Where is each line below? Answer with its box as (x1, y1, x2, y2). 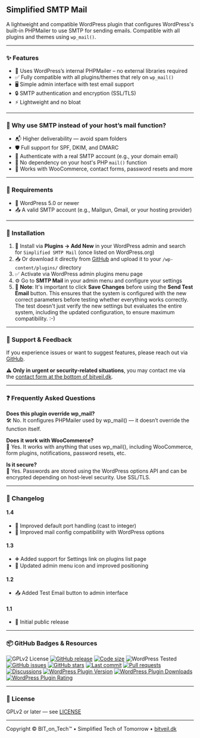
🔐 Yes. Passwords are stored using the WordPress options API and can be (6, 467, 187, 475)
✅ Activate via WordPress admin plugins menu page (14, 271, 143, 277)
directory (59, 264, 82, 271)
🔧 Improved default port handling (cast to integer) (14, 522, 137, 529)
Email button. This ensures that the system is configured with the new (14, 290, 187, 297)
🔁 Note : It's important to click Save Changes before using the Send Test (14, 283, 193, 290)
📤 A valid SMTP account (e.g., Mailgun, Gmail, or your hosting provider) (14, 206, 192, 213)
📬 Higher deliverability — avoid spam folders (14, 135, 127, 142)
